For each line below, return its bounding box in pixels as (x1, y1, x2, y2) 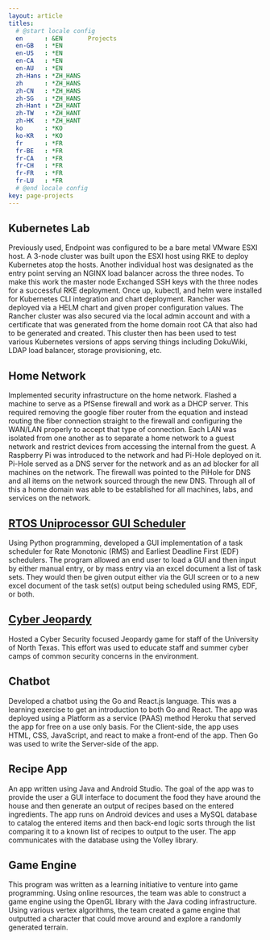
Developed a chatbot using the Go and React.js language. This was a (8, 696, 237, 705)
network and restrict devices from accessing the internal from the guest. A (8, 442, 256, 451)
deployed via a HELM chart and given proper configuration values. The (8, 303, 244, 313)
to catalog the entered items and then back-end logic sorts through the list (8, 817, 255, 827)
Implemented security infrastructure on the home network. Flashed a (8, 390, 238, 400)
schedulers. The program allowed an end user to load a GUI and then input (8, 555, 256, 565)
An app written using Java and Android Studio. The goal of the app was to (8, 784, 254, 793)
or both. (8, 589, 35, 599)
